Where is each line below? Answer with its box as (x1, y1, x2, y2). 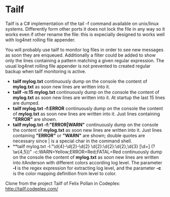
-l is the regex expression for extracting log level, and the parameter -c (12, 165, 161, 171)
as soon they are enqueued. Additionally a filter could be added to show (5, 52, 156, 58)
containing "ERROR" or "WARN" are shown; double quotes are (12, 132, 146, 138)
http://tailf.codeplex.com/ (5, 185, 58, 192)
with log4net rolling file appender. (5, 37, 76, 43)
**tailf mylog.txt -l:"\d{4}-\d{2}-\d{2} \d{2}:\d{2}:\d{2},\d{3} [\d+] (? (12, 143, 156, 149)
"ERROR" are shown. (12, 116, 57, 122)
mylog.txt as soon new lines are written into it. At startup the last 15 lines (12, 94, 165, 101)
